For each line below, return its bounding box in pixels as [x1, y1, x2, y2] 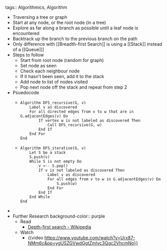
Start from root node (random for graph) [20, 57, 104, 63]
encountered [12, 30, 39, 36]
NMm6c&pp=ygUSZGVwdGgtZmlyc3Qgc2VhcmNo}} [27, 240, 138, 246]
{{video [27, 235, 44, 240]
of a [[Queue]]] [12, 47, 45, 52]
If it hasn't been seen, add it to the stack [20, 74, 105, 79]
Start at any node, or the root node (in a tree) [12, 20, 106, 25]
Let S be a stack [29, 150, 66, 155]
